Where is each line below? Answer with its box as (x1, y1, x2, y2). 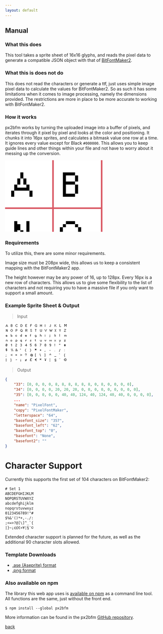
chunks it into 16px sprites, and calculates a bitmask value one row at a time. (5, 134, 159, 141)
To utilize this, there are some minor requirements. (5, 250, 106, 256)
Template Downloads (5, 551, 56, 558)
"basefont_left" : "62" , (14, 423, 62, 428)
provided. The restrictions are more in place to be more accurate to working (5, 96, 157, 102)
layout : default (5, 8, 38, 13)
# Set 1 (5, 486, 21, 491)
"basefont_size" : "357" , (14, 418, 64, 423)
